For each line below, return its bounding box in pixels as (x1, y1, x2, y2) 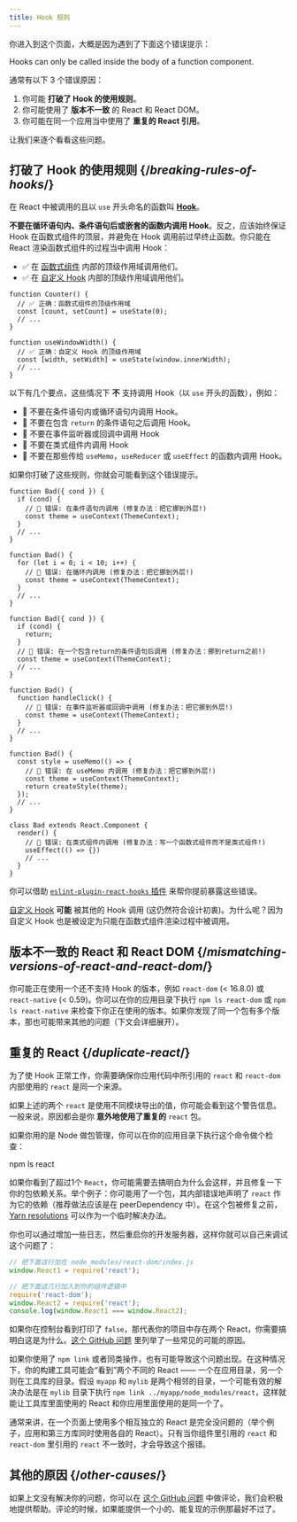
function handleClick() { (17, 694, 113, 703)
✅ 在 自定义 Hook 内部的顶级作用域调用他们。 (21, 272, 189, 283)
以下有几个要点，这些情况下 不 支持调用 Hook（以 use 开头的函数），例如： (9, 387, 280, 399)
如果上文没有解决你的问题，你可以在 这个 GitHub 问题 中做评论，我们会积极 (9, 1493, 284, 1503)
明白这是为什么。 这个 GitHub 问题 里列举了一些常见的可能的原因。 (9, 1335, 250, 1346)
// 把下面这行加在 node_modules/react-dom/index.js (9, 1258, 194, 1267)
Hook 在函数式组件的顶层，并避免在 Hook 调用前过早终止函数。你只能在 (9, 231, 271, 242)
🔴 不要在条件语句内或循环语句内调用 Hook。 (21, 407, 183, 417)
